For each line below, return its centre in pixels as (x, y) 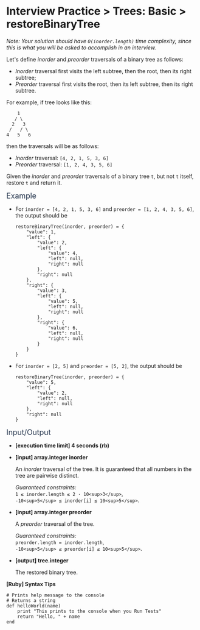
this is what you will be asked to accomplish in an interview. (81, 48)
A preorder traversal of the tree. (55, 524)
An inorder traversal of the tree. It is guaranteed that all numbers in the (103, 469)
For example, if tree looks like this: (49, 102)
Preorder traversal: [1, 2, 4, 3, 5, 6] (64, 164)
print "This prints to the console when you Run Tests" (90, 611)
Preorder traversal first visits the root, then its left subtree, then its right (104, 84)
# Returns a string (31, 600)
